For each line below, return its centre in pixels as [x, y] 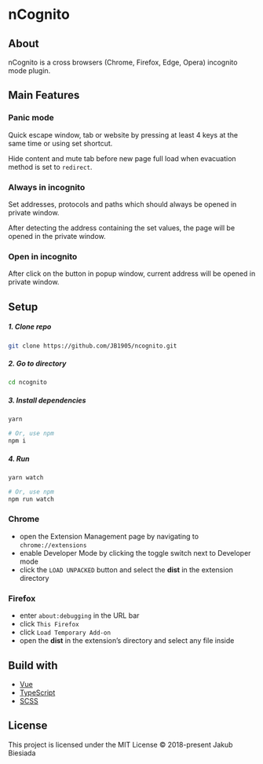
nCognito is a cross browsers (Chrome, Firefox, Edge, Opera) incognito [123, 62]
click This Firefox [49, 624]
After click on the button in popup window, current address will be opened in [132, 274]
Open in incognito [43, 256]
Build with [33, 665]
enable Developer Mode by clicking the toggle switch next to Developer [135, 553]
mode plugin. [29, 71]
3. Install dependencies [47, 400]
